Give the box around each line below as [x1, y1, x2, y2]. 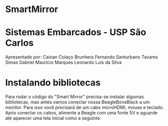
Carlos [5, 37, 34, 49]
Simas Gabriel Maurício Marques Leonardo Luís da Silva [5, 59, 122, 66]
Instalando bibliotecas [5, 77, 101, 89]
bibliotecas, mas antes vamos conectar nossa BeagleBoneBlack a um [5, 99, 150, 105]
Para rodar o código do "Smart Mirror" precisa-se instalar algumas [5, 94, 144, 100]
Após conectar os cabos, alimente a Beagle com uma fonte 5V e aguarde [5, 110, 158, 116]
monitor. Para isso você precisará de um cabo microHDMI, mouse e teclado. [5, 104, 164, 110]
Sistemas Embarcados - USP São [5, 27, 147, 38]
